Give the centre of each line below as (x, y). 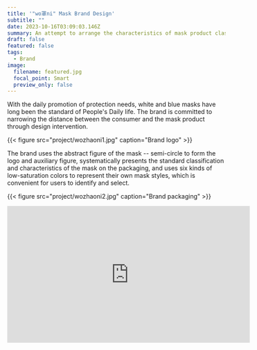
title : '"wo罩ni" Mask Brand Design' (61, 14)
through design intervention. (48, 126)
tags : (15, 53)
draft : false (26, 40)
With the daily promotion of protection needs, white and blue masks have (112, 104)
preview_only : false (43, 85)
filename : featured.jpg (47, 72)
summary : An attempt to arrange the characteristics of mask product (110, 33)
